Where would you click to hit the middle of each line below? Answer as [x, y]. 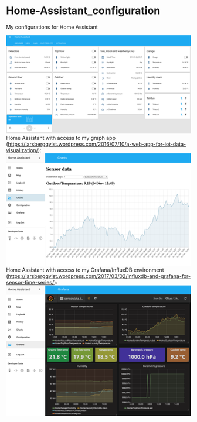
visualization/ [22, 150]
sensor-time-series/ [30, 282]
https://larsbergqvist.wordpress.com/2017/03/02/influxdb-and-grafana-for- [99, 276]
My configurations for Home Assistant [52, 27]
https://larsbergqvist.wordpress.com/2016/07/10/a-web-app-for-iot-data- [97, 144]
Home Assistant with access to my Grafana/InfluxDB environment [85, 270]
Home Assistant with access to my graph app [61, 138]
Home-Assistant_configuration [83, 11]
